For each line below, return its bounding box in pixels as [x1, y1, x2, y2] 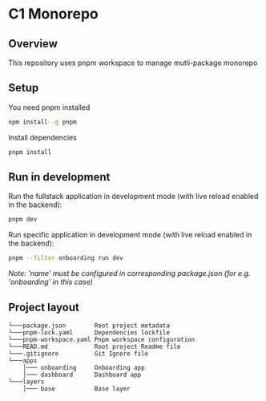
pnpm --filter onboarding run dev [8, 254, 124, 262]
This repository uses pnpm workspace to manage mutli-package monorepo [8, 58, 258, 67]
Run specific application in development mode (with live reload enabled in [8, 230, 252, 240]
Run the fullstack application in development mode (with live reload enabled [8, 192, 259, 201]
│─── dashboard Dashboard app [22, 371, 142, 379]
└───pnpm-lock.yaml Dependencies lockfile [8, 328, 171, 337]
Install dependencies [8, 132, 78, 142]
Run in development [8, 170, 111, 184]
